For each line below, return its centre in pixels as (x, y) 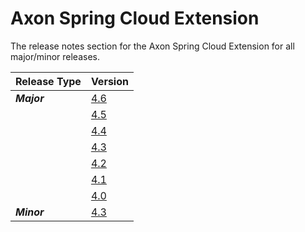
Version (109, 81)
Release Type (48, 81)
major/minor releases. (55, 56)
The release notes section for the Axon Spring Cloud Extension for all (152, 46)
